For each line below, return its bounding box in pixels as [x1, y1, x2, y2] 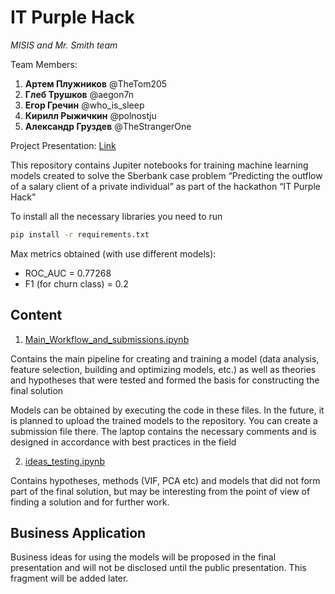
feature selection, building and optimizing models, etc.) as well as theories [10, 363, 317, 375]
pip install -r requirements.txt [10, 229, 150, 240]
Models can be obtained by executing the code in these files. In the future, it [10, 404, 325, 416]
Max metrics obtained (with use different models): [10, 247, 217, 260]
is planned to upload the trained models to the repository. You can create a [10, 414, 318, 426]
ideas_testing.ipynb [24, 455, 105, 467]
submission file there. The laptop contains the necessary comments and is [10, 425, 317, 437]
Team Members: [10, 58, 78, 70]
